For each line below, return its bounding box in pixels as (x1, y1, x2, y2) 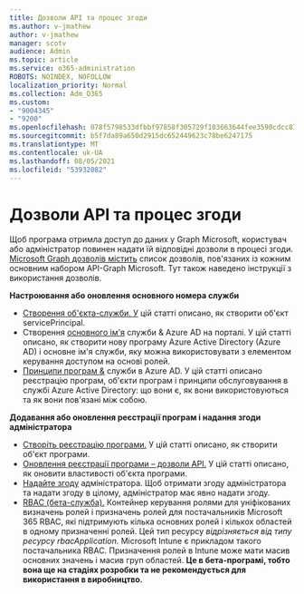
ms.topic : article (9, 55, 79, 64)
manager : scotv (9, 38, 67, 48)
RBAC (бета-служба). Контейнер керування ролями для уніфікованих (22, 497, 291, 508)
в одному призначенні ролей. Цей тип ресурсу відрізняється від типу (22, 526, 292, 537)
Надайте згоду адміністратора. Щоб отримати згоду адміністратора (22, 478, 287, 489)
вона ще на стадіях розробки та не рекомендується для (22, 564, 247, 576)
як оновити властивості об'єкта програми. (22, 468, 188, 479)
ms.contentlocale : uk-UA (9, 148, 103, 157)
